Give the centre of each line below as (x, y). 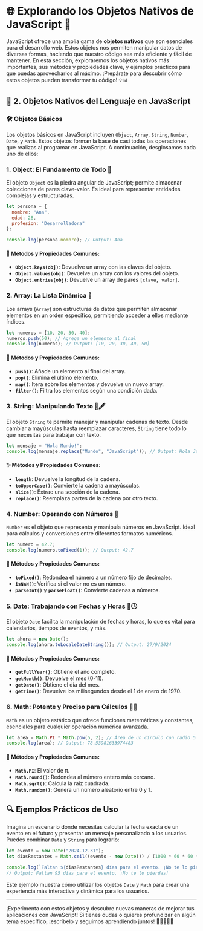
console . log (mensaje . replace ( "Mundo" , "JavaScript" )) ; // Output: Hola (98, 451)
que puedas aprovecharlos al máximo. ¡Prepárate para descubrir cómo (94, 73)
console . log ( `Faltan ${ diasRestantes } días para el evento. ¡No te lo (97, 867)
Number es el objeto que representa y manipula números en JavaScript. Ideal (101, 527)
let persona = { (27, 206)
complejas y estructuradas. (40, 195)
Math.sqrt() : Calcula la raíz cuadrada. (62, 783)
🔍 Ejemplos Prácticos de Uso (63, 809)
